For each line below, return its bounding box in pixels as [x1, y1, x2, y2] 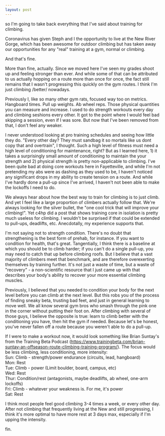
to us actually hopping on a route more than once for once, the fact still [5, 76, 149, 82]
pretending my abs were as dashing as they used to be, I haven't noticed [5, 169, 153, 175]
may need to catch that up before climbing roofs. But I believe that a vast [5, 251, 153, 257]
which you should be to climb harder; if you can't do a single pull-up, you [5, 245, 154, 251]
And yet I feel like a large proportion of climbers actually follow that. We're [5, 199, 156, 205]
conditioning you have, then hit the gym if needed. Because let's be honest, [5, 318, 159, 324]
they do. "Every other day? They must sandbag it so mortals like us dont [5, 137, 152, 143]
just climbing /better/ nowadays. [5, 86, 70, 92]
